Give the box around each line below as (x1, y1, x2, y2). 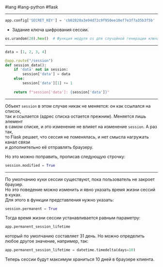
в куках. (5, 191, 22, 198)
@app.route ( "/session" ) (5, 58, 53, 63)
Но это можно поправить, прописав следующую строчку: (5, 154, 126, 159)
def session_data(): (5, 63, 47, 67)
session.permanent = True (5, 206, 57, 211)
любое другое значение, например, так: (5, 238, 89, 244)
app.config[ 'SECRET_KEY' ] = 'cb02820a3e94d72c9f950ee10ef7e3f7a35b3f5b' (5, 18, 155, 23)
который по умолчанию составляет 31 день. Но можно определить (5, 233, 145, 239)
